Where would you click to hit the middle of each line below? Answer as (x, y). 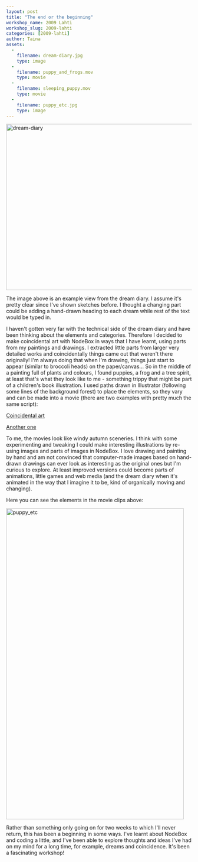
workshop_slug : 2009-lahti (39, 28)
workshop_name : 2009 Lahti (39, 22)
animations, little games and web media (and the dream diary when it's (92, 476)
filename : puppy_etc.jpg (47, 105)
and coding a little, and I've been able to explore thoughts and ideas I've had (99, 840)
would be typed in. (29, 317)
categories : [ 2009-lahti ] (38, 34)
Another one (21, 427)
